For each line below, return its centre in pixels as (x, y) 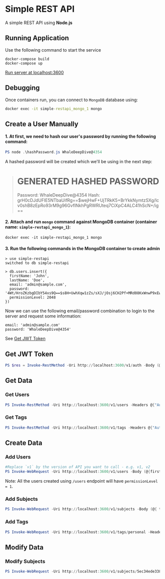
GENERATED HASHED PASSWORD (88, 182)
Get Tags (16, 417)
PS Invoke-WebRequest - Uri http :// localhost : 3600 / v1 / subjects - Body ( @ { (81, 509)
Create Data (24, 443)
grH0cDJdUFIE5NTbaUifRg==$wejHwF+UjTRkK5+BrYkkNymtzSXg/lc (88, 200)
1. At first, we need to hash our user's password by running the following (81, 137)
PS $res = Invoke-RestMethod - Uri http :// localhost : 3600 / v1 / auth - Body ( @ (83, 365)
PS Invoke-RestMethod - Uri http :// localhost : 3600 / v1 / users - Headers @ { (80, 405)
